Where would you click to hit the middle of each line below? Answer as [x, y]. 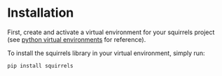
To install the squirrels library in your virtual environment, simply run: [106, 53]
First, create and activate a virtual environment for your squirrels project [111, 32]
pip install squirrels [40, 66]
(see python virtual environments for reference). [77, 39]
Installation [41, 13]
